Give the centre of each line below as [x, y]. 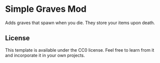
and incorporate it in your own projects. [45, 55]
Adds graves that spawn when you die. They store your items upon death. [80, 23]
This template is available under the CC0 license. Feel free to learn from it [80, 50]
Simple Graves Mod [46, 9]
